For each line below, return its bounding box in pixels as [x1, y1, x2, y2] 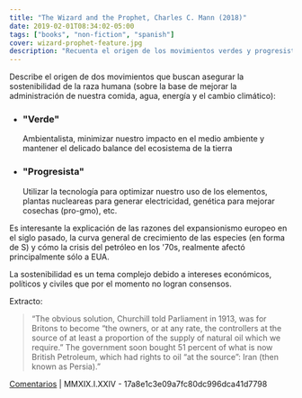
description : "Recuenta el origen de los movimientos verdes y [9, 47, 252, 56]
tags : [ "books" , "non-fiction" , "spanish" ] [9, 30, 175, 39]
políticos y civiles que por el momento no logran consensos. [9, 278, 232, 289]
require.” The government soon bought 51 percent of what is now [31, 341, 273, 352]
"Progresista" [22, 166, 85, 178]
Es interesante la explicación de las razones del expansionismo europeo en [9, 222, 288, 233]
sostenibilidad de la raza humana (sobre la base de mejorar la [9, 81, 237, 92]
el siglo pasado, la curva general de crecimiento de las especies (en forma [9, 231, 286, 243]
